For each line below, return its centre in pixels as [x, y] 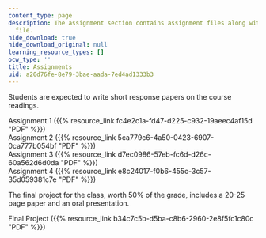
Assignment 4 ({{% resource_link [62, 171]
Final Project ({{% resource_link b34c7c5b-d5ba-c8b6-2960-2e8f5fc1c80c [131, 218]
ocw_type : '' [30, 60]
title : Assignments [40, 67]
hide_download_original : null [58, 45]
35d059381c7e [32, 179]
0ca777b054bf [32, 145]
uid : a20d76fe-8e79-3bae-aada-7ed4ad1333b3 [81, 74]
